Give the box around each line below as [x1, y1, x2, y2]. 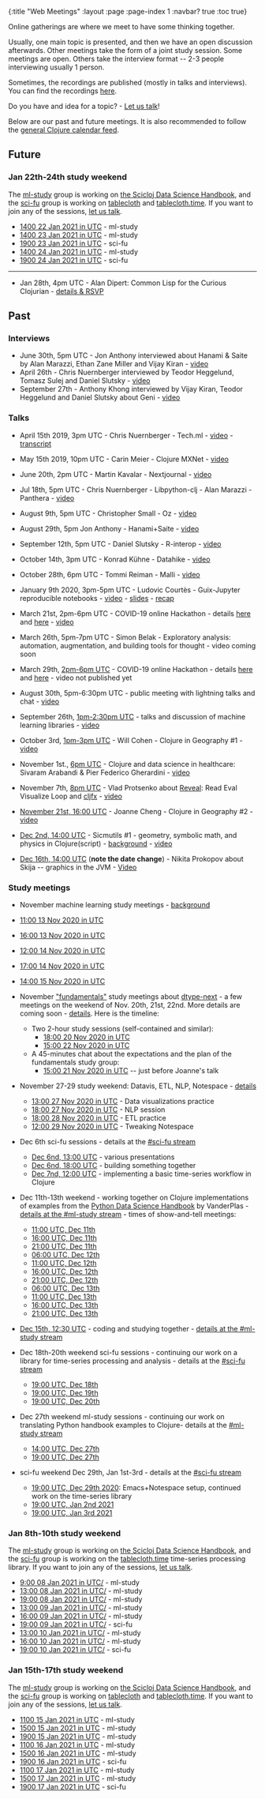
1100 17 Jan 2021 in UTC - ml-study [19, 1765, 135, 1775]
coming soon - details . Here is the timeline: [19, 1008, 159, 1018]
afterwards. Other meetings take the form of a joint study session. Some [8, 46, 243, 54]
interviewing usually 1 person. [8, 62, 105, 72]
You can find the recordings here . [8, 86, 118, 96]
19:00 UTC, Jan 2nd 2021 [31, 1500, 114, 1509]
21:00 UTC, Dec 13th [31, 1309, 99, 1318]
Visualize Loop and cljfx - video [19, 791, 122, 801]
